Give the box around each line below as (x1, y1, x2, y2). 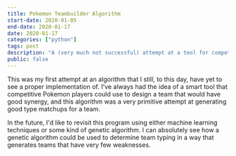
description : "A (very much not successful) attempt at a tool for (7, 50, 209, 57)
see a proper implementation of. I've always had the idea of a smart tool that (7, 82, 228, 91)
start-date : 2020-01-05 (7, 17, 77, 24)
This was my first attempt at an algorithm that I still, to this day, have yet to (7, 75, 223, 83)
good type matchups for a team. (7, 104, 100, 113)
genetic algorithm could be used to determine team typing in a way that (7, 133, 214, 141)
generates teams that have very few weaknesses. (7, 141, 151, 149)
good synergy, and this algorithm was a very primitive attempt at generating (7, 97, 227, 106)
